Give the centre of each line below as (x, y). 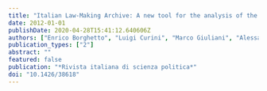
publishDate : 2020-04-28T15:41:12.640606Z (79, 30)
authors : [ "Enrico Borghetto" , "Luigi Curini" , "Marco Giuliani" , (120, 38)
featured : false (35, 60)
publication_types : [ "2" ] (51, 45)
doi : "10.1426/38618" (44, 74)
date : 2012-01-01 (37, 23)
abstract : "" (30, 52)
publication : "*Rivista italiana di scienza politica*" (103, 67)
